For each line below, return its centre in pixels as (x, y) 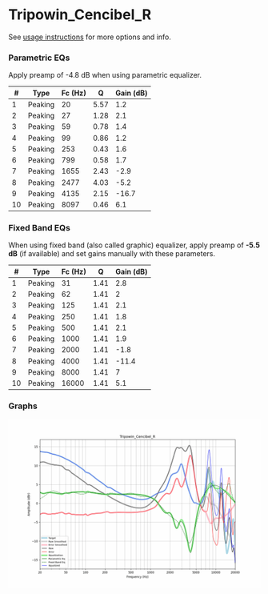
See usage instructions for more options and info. (90, 37)
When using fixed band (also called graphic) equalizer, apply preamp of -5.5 (134, 245)
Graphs (23, 406)
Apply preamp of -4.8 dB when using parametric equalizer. (105, 75)
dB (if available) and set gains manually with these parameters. (112, 254)
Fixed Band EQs (39, 227)
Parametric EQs (39, 58)
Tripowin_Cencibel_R (80, 15)
